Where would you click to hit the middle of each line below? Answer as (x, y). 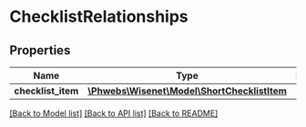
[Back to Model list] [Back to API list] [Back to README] (114, 113)
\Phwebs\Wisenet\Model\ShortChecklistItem (187, 91)
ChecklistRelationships (99, 17)
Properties (40, 50)
